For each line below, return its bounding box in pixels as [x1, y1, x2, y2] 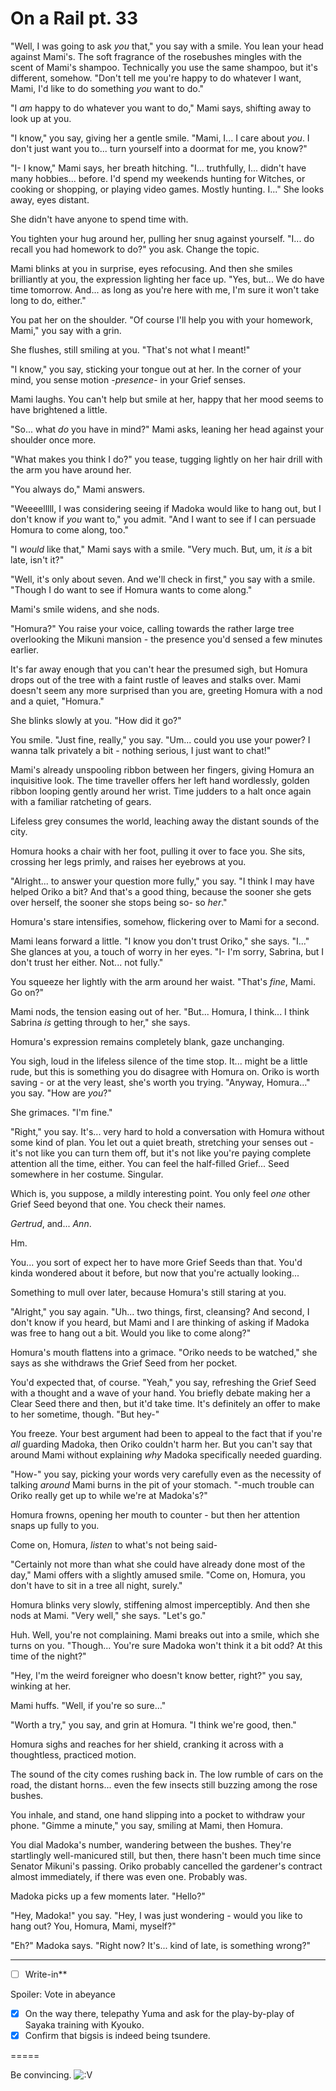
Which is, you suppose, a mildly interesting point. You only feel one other [10, 1187, 311, 1199]
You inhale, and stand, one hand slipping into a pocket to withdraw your [10, 1808, 306, 1821]
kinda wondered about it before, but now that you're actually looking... [10, 1267, 300, 1279]
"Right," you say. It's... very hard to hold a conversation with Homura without [10, 1125, 325, 1137]
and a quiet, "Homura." [10, 695, 105, 707]
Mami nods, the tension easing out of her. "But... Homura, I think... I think [10, 1005, 310, 1017]
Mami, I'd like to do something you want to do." [10, 82, 205, 94]
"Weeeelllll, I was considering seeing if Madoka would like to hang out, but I [10, 502, 322, 514]
